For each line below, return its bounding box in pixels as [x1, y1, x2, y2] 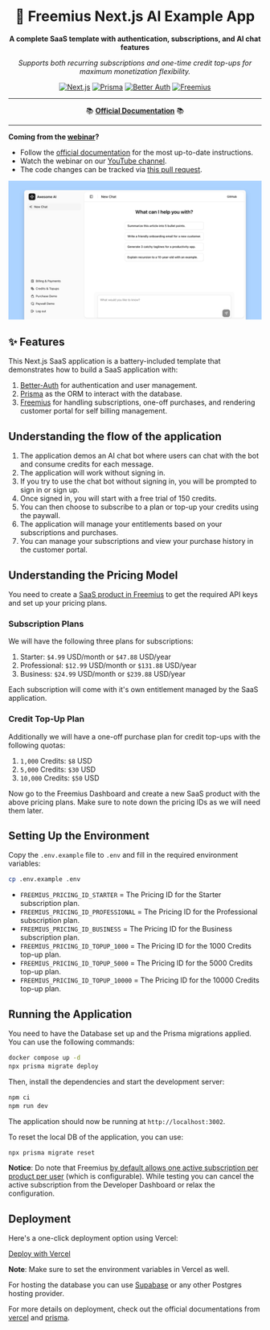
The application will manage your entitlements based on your [19, 519, 223, 529]
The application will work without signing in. [19, 468, 166, 478]
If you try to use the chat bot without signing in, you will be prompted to [19, 476, 257, 486]
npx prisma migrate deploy [8, 1062, 99, 1070]
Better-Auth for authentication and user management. [19, 381, 198, 390]
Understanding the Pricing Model [8, 568, 178, 582]
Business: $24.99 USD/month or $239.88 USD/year [19, 669, 186, 679]
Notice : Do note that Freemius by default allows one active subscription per [8, 1163, 259, 1173]
